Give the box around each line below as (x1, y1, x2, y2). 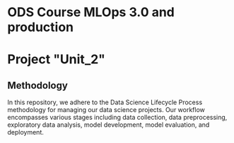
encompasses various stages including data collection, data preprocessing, (7, 113, 228, 122)
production (7, 19, 74, 35)
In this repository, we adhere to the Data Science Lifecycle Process (7, 98, 203, 106)
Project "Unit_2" (7, 51, 106, 68)
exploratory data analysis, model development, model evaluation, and (7, 120, 210, 129)
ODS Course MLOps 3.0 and (7, 4, 175, 20)
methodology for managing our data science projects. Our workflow (7, 106, 205, 114)
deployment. (7, 128, 44, 137)
